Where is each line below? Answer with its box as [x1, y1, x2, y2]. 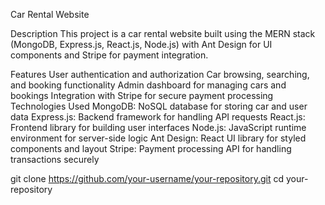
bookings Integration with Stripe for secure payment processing [10, 90, 274, 101]
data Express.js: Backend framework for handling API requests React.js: [10, 111, 306, 123]
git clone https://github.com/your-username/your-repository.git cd [10, 173, 285, 184]
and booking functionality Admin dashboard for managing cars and [10, 79, 287, 91]
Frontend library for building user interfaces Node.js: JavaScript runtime [10, 122, 307, 133]
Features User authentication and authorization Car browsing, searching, [10, 69, 310, 80]
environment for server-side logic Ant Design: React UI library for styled [10, 132, 307, 144]
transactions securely [10, 154, 100, 165]
